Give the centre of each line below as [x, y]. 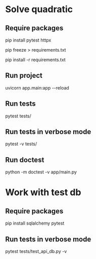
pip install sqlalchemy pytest [35, 223]
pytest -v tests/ [21, 144]
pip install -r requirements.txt [35, 60]
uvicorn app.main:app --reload [37, 88]
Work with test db [43, 192]
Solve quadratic [39, 9]
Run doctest [25, 160]
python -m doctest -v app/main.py [41, 172]
